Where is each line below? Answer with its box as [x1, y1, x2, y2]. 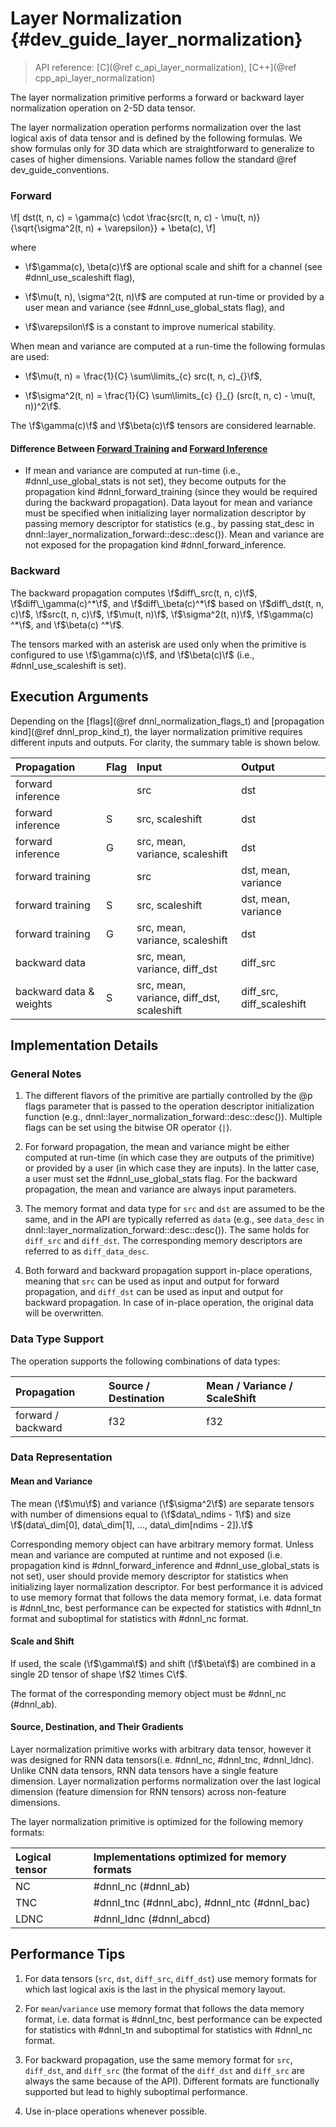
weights [15, 997, 53, 1011]
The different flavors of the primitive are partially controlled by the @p [24, 1090, 313, 1102]
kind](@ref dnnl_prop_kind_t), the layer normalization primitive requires [10, 725, 303, 737]
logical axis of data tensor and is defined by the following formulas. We [10, 132, 303, 144]
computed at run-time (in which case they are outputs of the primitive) [24, 1152, 315, 1164]
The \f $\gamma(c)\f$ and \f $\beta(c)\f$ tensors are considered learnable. [10, 420, 317, 432]
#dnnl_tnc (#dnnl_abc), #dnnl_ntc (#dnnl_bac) [93, 1896, 311, 1910]
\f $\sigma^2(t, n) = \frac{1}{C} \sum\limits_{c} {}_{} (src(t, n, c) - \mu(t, [24, 390, 316, 402]
